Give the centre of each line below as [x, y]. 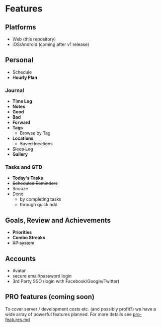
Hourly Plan [25, 77]
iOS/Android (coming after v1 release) [51, 44]
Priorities [22, 232]
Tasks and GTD [24, 167]
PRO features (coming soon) [50, 297]
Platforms [21, 27]
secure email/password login [42, 276]
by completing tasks [40, 199]
